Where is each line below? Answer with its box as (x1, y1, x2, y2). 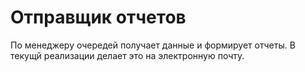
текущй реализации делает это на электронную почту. (10, 49, 245, 61)
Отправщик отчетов (10, 6, 187, 29)
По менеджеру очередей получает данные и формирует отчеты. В (10, 39, 296, 51)
